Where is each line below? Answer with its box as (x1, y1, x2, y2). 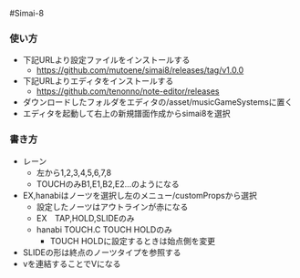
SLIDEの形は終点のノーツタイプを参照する (22, 246, 181, 258)
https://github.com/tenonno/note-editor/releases (36, 86, 221, 97)
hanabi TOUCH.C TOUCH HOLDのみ (36, 223, 173, 235)
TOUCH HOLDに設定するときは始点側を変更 (49, 235, 216, 246)
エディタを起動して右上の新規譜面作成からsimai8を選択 (22, 108, 231, 119)
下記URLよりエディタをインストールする (22, 76, 174, 87)
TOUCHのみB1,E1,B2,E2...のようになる (36, 178, 180, 190)
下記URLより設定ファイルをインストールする (22, 55, 191, 66)
